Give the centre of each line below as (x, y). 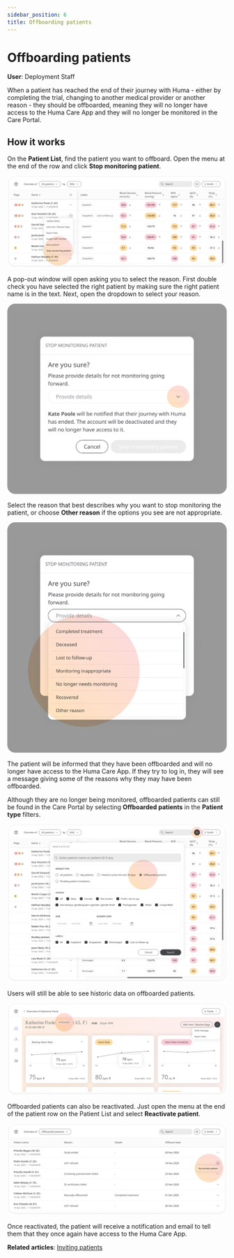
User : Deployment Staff (41, 77)
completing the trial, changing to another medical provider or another (106, 98)
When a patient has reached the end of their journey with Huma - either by (114, 90)
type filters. (24, 815)
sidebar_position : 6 (37, 15)
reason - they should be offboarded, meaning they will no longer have (107, 105)
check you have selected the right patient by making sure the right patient (113, 286)
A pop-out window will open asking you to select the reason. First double (112, 279)
